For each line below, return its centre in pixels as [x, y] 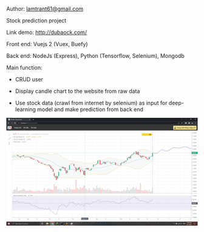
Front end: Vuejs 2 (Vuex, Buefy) [47, 44]
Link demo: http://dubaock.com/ [46, 32]
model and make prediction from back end [90, 109]
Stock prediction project [36, 20]
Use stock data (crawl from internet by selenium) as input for [91, 103]
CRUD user [29, 79]
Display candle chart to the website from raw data [77, 91]
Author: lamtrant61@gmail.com [45, 9]
